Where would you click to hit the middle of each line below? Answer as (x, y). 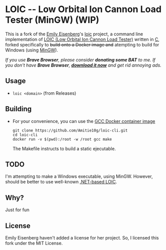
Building (18, 109)
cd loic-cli (25, 135)
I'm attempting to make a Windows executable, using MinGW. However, (79, 176)
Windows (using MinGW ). (32, 50)
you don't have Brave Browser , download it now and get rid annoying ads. (84, 65)
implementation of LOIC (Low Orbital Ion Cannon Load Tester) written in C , (82, 39)
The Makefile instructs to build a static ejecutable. (64, 148)
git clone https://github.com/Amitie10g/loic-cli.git (70, 130)
